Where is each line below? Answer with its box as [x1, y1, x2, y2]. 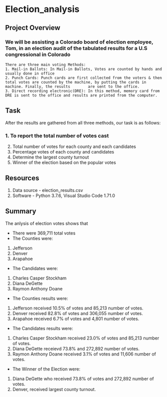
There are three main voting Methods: [5, 62, 86, 67]
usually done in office [5, 71, 55, 76]
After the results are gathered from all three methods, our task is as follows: [5, 119, 161, 125]
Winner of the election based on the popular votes [12, 159, 116, 165]
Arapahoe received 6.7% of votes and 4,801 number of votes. [12, 315, 139, 321]
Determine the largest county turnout [12, 154, 89, 160]
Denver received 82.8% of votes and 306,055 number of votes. [12, 310, 143, 316]
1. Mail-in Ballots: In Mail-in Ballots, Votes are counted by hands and [5, 66, 162, 71]
